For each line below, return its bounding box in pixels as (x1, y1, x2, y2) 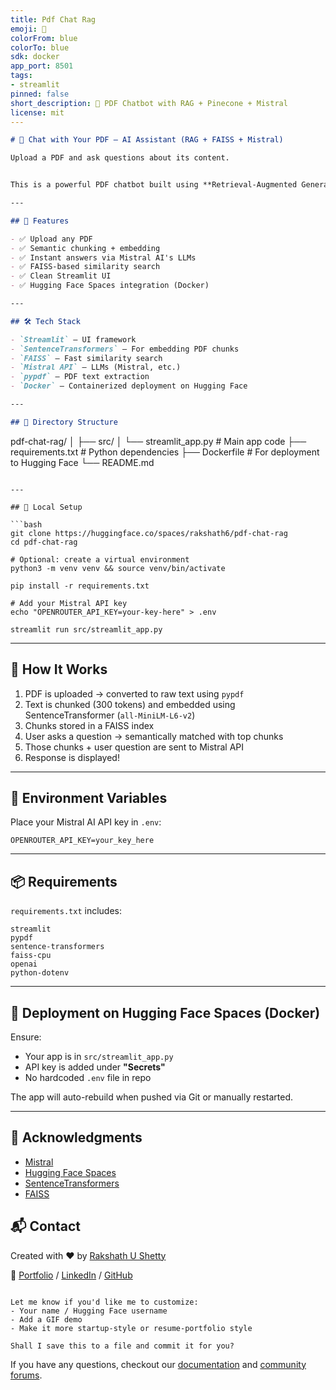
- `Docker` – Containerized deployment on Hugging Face (10, 381, 248, 391)
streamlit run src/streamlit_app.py (10, 624, 163, 635)
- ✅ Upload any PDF (10, 234, 93, 244)
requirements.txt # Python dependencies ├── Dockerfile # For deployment (10, 446, 320, 458)
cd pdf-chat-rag (10, 537, 78, 547)
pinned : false (10, 89, 70, 99)
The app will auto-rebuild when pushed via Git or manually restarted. (10, 1091, 293, 1103)
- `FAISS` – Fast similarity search (10, 353, 163, 363)
